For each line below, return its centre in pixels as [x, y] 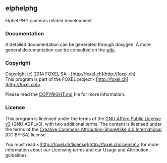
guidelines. [17, 155]
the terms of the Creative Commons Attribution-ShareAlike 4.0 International [83, 129]
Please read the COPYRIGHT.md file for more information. [65, 94]
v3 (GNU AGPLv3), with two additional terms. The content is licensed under [83, 124]
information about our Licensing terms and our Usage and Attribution [77, 150]
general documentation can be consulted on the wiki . [61, 50]
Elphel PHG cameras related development [49, 20]
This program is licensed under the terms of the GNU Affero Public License [83, 119]
